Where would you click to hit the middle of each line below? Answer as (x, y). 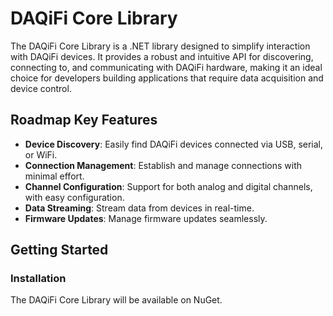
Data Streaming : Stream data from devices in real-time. (139, 208)
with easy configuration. (74, 197)
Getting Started (59, 250)
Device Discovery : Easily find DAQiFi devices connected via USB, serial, (174, 144)
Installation (38, 279)
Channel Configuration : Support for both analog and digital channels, (168, 186)
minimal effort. (54, 176)
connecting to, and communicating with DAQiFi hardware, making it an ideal (166, 67)
